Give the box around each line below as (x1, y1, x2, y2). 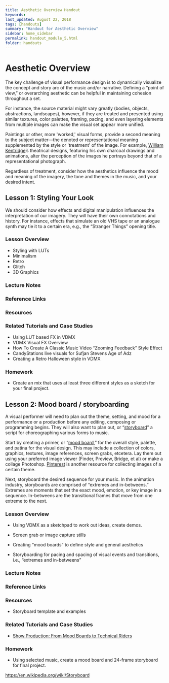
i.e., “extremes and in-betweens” (12, 557, 81, 563)
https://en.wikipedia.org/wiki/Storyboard (5, 672, 90, 678)
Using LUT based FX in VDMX (12, 334, 76, 340)
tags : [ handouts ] (5, 21, 42, 27)
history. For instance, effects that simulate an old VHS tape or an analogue (5, 218, 160, 224)
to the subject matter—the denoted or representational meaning (5, 137, 138, 143)
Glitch (12, 264, 25, 270)
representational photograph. (5, 158, 66, 164)
